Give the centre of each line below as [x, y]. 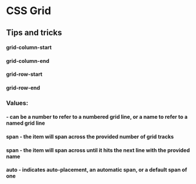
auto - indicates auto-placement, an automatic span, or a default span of [97, 170]
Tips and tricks [34, 33]
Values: [17, 103]
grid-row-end [23, 88]
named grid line [26, 123]
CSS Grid [29, 11]
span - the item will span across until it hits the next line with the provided [98, 150]
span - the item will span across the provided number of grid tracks [90, 137]
